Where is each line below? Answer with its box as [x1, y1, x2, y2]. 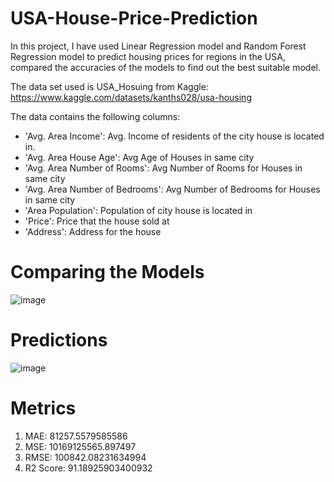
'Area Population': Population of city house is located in [24, 204, 253, 216]
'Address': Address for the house [24, 225, 162, 237]
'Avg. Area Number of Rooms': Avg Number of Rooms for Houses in [24, 162, 303, 174]
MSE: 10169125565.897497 [24, 440, 137, 452]
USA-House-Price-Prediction [10, 7, 258, 30]
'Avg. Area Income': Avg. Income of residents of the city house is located [24, 130, 325, 142]
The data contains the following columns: [10, 110, 181, 122]
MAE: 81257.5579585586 [24, 430, 128, 442]
